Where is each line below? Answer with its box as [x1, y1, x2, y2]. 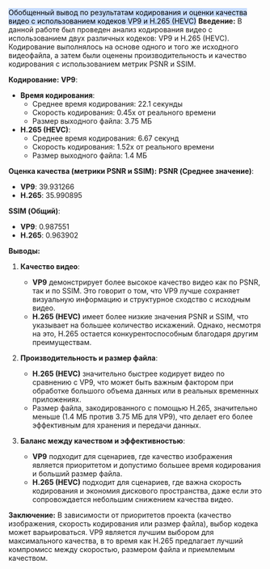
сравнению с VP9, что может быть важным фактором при [32, 377, 234, 387]
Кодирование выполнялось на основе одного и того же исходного [8, 42, 238, 52]
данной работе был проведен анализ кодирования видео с [8, 25, 213, 34]
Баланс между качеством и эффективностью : [19, 436, 186, 445]
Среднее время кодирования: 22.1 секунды [32, 99, 184, 108]
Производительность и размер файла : [19, 353, 158, 363]
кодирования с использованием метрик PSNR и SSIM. [8, 59, 196, 69]
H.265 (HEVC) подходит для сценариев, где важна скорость [32, 478, 242, 487]
